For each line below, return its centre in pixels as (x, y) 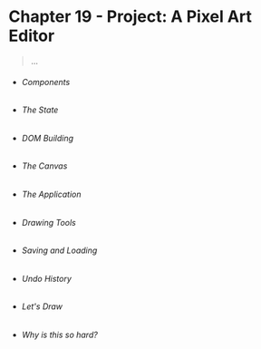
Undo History (46, 278)
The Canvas (44, 166)
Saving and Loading (59, 250)
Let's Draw (42, 306)
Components (46, 82)
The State (40, 110)
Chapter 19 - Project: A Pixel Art (130, 17)
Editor (32, 36)
